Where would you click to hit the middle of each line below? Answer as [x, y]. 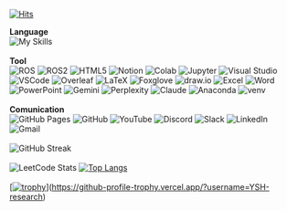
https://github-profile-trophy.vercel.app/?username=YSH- [160, 187]
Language [29, 32]
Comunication [37, 109]
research [27, 197]
